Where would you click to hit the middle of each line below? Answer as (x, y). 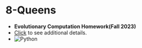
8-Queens (31, 10)
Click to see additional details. (50, 32)
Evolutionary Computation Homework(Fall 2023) (75, 26)
